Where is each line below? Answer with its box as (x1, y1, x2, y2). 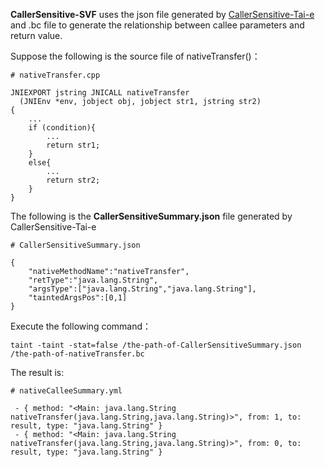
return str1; (46, 140, 101, 150)
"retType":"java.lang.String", (28, 275, 159, 285)
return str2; (46, 175, 101, 185)
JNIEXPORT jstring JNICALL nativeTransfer (10, 88, 190, 98)
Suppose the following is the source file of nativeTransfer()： (10, 50, 261, 62)
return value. (10, 30, 63, 41)
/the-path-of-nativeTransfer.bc (10, 349, 145, 359)
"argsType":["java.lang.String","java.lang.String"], (28, 284, 257, 294)
